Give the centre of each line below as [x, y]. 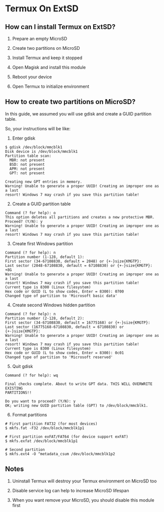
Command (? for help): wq [31, 375]
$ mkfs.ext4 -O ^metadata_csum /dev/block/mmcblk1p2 [60, 454]
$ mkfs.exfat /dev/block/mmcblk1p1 [41, 441]
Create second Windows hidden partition [54, 305]
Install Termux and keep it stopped [47, 58]
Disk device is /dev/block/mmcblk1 [41, 151]
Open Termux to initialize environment [51, 86]
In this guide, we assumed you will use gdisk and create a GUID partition [78, 113]
